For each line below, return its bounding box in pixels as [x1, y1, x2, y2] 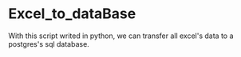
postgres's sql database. [8, 39, 89, 48]
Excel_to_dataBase [8, 5, 136, 23]
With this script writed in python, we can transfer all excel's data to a [8, 31, 234, 40]
